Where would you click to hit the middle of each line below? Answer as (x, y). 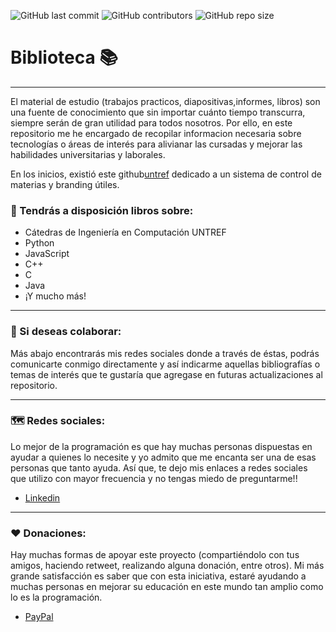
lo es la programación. (56, 597)
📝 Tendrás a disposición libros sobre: (102, 210)
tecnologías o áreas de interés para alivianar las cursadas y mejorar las (156, 144)
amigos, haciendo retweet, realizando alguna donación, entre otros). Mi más (167, 566)
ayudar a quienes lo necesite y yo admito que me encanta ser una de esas (163, 457)
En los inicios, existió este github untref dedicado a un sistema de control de (166, 174)
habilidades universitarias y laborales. (88, 154)
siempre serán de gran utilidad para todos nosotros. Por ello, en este (151, 122)
